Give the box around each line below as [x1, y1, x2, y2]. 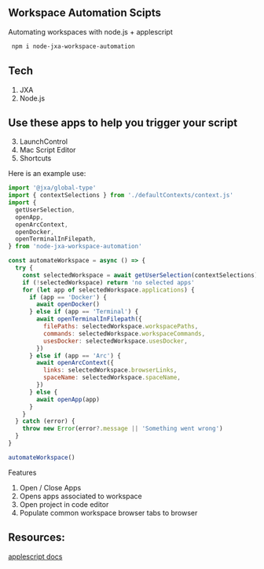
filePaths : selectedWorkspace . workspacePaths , [42, 322, 199, 331]
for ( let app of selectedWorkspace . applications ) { [22, 286, 195, 294]
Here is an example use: [8, 169, 86, 178]
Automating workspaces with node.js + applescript [8, 27, 173, 36]
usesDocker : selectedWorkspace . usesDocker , [42, 337, 189, 345]
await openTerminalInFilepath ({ [36, 315, 143, 323]
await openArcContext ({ [36, 359, 114, 367]
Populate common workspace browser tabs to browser [19, 508, 198, 517]
